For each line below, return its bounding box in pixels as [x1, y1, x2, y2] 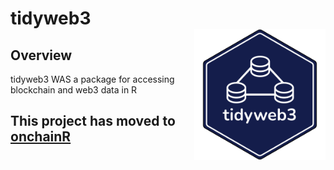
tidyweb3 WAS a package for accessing [10, 73, 175, 85]
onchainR [10, 128, 72, 146]
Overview [10, 47, 73, 64]
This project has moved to [10, 113, 176, 130]
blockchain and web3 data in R [10, 84, 138, 96]
